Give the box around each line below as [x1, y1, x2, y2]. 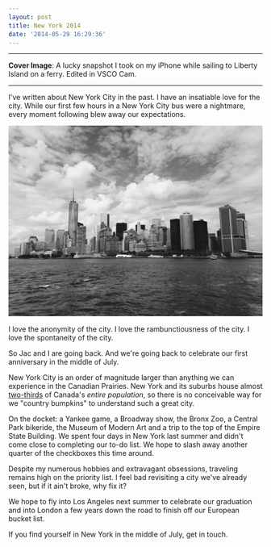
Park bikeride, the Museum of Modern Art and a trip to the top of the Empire [8, 423, 261, 432]
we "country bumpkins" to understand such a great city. [8, 399, 195, 408]
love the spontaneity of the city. [8, 333, 114, 343]
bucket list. [8, 514, 45, 524]
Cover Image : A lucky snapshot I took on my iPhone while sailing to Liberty [8, 61, 258, 70]
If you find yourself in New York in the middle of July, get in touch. [8, 529, 228, 540]
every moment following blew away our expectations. [8, 110, 186, 119]
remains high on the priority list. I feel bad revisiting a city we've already [8, 473, 248, 482]
